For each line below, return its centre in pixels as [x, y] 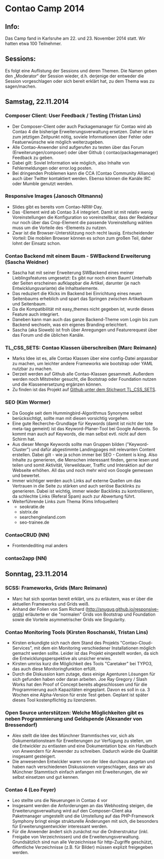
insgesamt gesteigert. [34, 756]
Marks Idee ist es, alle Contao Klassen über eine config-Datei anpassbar [85, 358]
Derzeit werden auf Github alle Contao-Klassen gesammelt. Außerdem [83, 374]
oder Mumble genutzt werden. [42, 184]
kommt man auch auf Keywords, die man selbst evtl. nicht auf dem [79, 434]
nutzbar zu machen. [32, 369]
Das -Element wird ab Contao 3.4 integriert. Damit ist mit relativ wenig [82, 212]
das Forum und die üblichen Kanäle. [48, 335]
